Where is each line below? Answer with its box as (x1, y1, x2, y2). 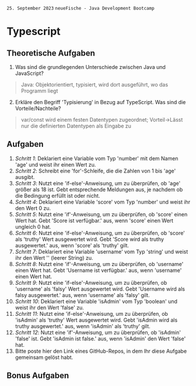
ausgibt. (15, 173, 35, 180)
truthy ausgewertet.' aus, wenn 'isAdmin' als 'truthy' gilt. (15, 322, 150, 329)
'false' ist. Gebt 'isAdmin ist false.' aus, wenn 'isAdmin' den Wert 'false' (15, 335, 186, 342)
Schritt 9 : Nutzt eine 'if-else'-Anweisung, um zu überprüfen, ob (15, 279, 167, 286)
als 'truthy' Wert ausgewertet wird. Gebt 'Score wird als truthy (15, 236, 164, 243)
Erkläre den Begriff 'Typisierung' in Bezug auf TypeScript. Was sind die (15, 99, 186, 105)
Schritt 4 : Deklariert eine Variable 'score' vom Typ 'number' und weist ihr (15, 198, 191, 205)
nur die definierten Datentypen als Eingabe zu (20, 122, 132, 129)
